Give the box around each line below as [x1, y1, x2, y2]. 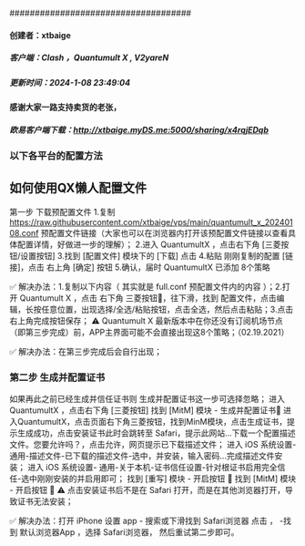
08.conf [9, 227, 39, 238]
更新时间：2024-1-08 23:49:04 [9, 77, 131, 88]
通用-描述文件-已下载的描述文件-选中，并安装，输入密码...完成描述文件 [9, 450, 275, 461]
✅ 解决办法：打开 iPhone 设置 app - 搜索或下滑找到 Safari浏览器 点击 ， [9, 515, 278, 527]
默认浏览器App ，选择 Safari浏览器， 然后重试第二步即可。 [19, 527, 239, 538]
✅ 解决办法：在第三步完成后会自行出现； [9, 345, 162, 356]
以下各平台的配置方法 [9, 149, 103, 162]
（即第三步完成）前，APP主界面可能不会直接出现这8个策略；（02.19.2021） [9, 326, 290, 337]
